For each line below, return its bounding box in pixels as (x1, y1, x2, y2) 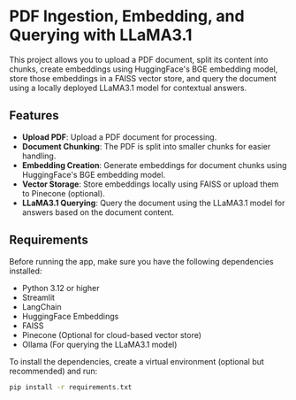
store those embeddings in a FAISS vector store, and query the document (9, 73, 277, 83)
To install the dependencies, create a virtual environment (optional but (9, 356, 265, 366)
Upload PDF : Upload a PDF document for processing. (21, 131, 217, 142)
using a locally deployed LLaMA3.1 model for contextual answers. (9, 82, 247, 93)
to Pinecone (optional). (21, 188, 106, 198)
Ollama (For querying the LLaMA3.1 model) (21, 339, 178, 350)
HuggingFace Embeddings (21, 311, 119, 321)
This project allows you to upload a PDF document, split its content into (9, 54, 269, 65)
